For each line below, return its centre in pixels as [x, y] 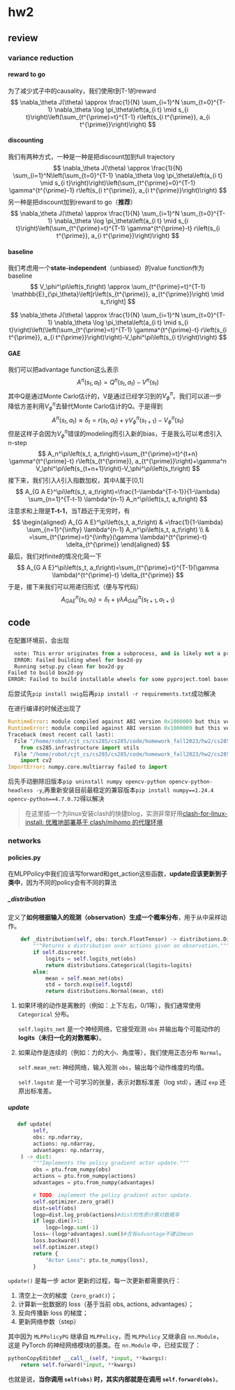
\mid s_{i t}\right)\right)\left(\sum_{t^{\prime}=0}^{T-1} [118, 183]
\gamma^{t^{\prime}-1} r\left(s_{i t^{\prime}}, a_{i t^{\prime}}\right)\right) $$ [118, 190]
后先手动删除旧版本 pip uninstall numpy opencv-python [87, 782]
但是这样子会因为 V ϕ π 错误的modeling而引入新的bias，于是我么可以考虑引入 [115, 434]
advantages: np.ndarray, [69, 1150]
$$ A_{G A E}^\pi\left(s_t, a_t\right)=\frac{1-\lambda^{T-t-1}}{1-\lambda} [118, 491]
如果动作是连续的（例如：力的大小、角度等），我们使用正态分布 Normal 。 [121, 1053]
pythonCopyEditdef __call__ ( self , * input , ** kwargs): [88, 1359]
